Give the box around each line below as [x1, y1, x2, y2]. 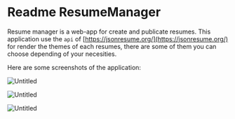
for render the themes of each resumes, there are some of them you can [7, 42, 217, 50]
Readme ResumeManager [7, 4, 161, 20]
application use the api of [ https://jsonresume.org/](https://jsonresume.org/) [7, 34, 229, 43]
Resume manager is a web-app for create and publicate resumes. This [7, 27, 211, 36]
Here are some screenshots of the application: [7, 63, 142, 71]
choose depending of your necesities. [7, 50, 117, 58]
